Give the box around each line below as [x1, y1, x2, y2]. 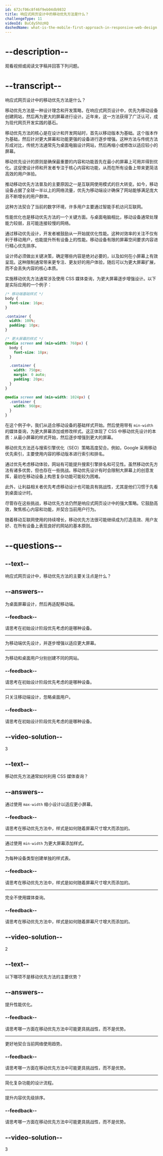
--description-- [5, 46, 69, 58]
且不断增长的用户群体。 [5, 194, 52, 199]
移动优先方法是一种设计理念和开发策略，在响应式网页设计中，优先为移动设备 [5, 108, 158, 113]
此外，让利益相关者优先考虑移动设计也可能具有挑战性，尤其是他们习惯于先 [5, 484, 154, 490]
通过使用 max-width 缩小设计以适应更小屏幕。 [5, 802, 96, 807]
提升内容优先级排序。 [5, 1095, 48, 1101]
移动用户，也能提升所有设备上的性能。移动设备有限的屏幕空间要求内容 [13, 237, 154, 242]
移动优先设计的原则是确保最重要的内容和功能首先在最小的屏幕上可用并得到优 [5, 159, 158, 164]
